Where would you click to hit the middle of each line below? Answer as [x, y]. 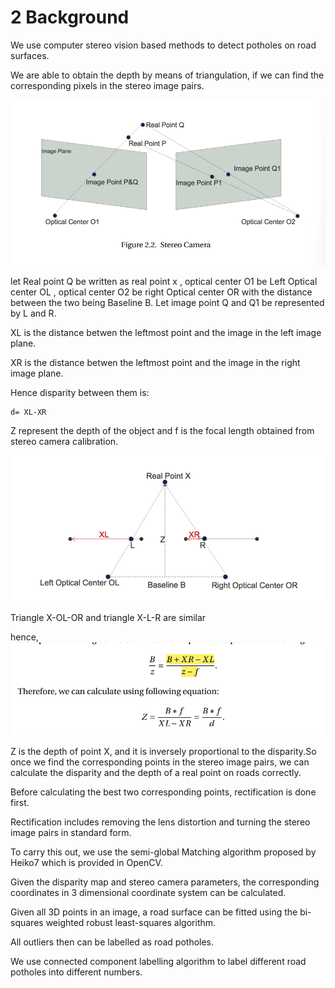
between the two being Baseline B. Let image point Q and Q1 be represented [167, 302]
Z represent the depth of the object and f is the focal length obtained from [162, 430]
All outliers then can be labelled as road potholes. [112, 942]
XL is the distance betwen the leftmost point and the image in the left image [166, 332]
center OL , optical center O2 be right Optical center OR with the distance [161, 292]
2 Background [70, 17]
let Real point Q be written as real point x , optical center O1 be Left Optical [164, 281]
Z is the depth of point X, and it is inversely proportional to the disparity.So [163, 751]
